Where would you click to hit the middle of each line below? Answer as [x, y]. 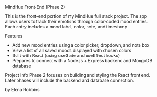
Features [14, 36]
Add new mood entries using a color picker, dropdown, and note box [81, 45]
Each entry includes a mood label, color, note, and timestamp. [67, 27]
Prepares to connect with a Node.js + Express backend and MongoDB [82, 61]
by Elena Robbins [22, 90]
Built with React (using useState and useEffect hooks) [66, 55]
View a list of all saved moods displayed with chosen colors [72, 50]
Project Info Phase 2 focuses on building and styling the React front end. [78, 75]
